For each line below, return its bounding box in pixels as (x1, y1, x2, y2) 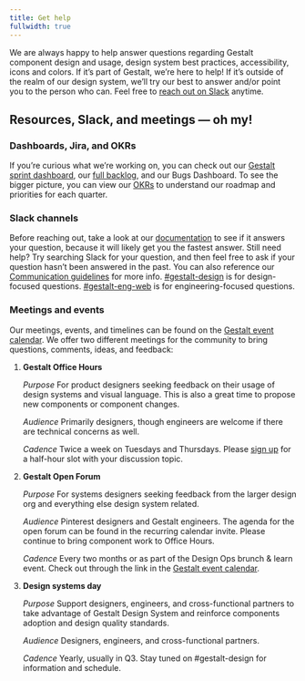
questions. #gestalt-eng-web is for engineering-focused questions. (42, 281, 296, 292)
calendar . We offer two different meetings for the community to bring (9, 334, 269, 345)
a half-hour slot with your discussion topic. (22, 453, 184, 464)
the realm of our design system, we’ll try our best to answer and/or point (9, 76, 281, 87)
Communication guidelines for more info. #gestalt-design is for (9, 271, 246, 283)
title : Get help (9, 13, 71, 23)
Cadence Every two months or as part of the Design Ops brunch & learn (22, 552, 293, 563)
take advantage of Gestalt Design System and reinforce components (22, 607, 280, 618)
